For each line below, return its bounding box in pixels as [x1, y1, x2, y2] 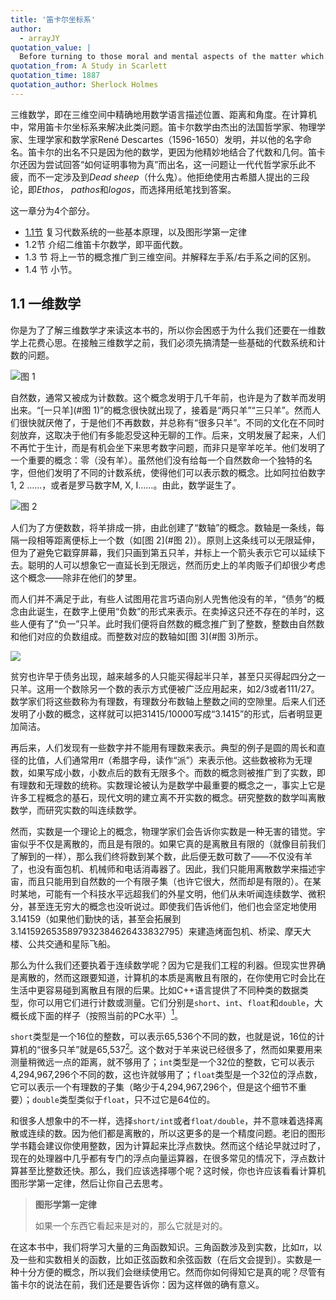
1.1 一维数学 [10, 296, 82, 313]
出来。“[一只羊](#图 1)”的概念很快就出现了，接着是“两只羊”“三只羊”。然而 [10, 404, 312, 416]
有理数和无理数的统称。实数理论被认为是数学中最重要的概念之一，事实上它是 [10, 779, 326, 791]
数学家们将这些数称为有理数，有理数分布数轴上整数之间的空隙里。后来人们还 [10, 695, 326, 707]
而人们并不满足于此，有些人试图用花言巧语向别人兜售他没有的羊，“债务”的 [10, 592, 317, 605]
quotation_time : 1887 [10, 71, 101, 81]
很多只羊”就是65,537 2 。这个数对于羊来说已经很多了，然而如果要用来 [40, 1042, 323, 1055]
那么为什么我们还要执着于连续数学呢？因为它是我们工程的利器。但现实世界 [10, 959, 317, 971]
